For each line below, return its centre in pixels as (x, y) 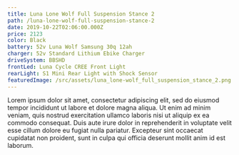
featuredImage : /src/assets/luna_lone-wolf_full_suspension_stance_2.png (119, 80)
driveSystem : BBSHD (36, 60)
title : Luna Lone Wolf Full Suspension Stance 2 (81, 14)
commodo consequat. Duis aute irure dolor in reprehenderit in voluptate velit (119, 123)
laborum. (21, 146)
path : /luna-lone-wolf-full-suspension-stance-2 (81, 21)
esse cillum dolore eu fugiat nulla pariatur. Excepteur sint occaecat (105, 130)
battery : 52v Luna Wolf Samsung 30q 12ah (70, 47)
